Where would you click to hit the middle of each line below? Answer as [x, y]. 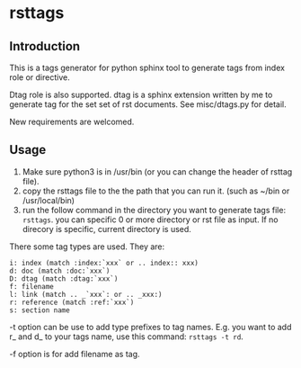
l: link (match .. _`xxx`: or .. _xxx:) [86, 294]
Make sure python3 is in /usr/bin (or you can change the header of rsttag [157, 171]
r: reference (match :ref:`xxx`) [72, 302]
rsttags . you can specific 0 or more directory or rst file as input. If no [150, 220]
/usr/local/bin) [48, 200]
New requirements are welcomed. [72, 121]
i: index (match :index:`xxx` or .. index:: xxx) [104, 263]
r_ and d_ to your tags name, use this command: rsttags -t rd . [127, 337]
